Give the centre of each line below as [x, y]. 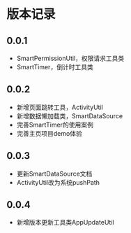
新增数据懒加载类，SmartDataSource [70, 115]
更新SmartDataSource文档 [54, 174]
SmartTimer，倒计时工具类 [55, 67]
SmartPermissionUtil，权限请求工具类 [70, 58]
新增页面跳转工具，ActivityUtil [60, 107]
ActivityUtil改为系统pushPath [58, 182]
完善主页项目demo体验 [49, 133]
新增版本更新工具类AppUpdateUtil [65, 223]
